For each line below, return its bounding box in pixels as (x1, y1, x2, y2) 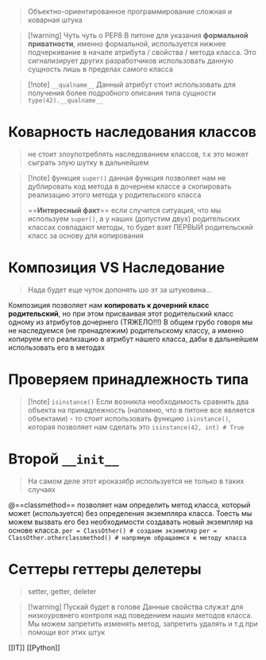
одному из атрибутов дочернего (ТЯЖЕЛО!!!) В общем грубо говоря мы (8, 317, 253, 327)
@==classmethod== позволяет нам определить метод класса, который (8, 500, 251, 510)
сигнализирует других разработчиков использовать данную (27, 56, 234, 65)
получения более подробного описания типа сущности (27, 88, 217, 98)
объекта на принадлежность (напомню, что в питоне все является (27, 405, 256, 414)
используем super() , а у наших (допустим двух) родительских (27, 214, 241, 223)
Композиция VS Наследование (8, 258, 225, 277)
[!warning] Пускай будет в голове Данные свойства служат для (27, 602, 244, 611)
